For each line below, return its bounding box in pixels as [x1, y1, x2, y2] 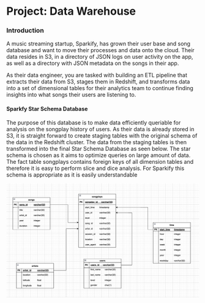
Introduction [6, 26, 44, 35]
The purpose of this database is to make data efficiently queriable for [6, 118, 181, 126]
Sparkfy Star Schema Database [6, 105, 88, 113]
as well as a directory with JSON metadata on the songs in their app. [6, 59, 179, 67]
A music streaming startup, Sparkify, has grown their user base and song [6, 40, 191, 47]
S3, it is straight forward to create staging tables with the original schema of [6, 132, 198, 139]
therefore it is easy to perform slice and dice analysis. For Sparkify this [6, 164, 185, 172]
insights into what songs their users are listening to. [6, 91, 136, 99]
